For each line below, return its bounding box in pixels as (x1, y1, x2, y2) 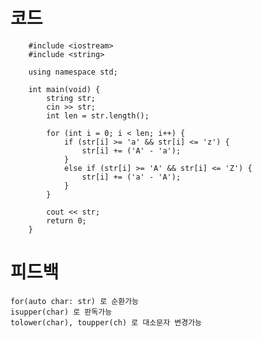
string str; (46, 93, 97, 103)
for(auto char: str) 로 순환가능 (10, 296, 140, 306)
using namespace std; (28, 67, 118, 77)
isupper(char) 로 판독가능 (10, 307, 113, 317)
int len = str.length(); (46, 110, 150, 121)
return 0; (46, 215, 87, 226)
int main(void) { (28, 84, 101, 94)
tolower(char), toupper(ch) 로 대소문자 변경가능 (10, 317, 203, 328)
